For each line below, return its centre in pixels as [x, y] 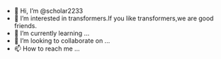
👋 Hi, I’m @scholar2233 [49, 11]
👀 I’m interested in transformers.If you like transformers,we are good [114, 18]
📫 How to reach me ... [47, 48]
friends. [25, 26]
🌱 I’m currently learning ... [52, 33]
